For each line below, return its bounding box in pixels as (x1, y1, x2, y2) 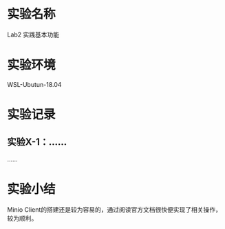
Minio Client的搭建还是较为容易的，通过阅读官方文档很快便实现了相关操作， (7, 205, 222, 214)
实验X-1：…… (7, 136, 67, 148)
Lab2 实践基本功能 (7, 30, 60, 39)
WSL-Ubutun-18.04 (7, 80, 62, 88)
